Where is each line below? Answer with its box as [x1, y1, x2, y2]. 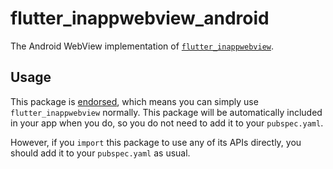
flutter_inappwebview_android [10, 7, 270, 30]
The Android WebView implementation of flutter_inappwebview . [10, 40, 275, 52]
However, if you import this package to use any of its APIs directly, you [10, 136, 302, 148]
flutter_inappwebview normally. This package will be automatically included [10, 106, 323, 118]
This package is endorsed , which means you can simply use [10, 95, 259, 107]
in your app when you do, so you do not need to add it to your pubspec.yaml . [10, 117, 324, 129]
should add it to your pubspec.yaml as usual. [10, 147, 191, 159]
